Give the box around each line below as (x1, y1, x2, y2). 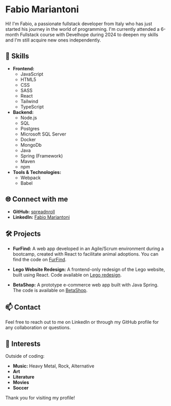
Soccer (12, 385, 29, 391)
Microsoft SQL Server (20, 131, 67, 137)
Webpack (20, 175, 41, 181)
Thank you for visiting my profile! (5, 395, 75, 401)
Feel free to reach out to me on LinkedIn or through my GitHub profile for (5, 319, 159, 325)
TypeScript (20, 104, 44, 110)
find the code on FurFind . (12, 257, 67, 263)
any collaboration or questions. (5, 324, 71, 331)
